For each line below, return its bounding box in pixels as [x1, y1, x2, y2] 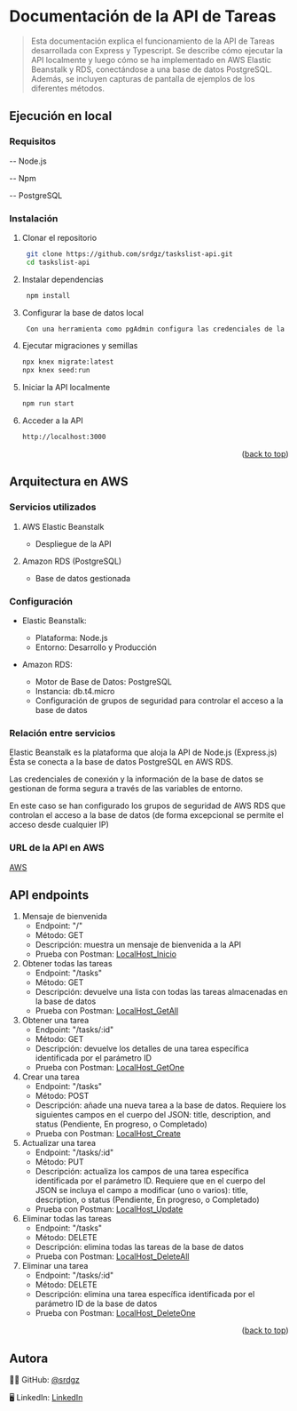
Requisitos [9, 135, 56, 148]
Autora [9, 1351, 49, 1366]
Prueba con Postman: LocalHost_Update [35, 1204, 184, 1215]
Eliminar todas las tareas [21, 1214, 113, 1224]
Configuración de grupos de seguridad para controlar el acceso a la [35, 695, 284, 706]
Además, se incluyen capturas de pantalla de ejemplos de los [30, 73, 255, 84]
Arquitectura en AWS [9, 474, 129, 490]
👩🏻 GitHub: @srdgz [9, 1375, 80, 1385]
